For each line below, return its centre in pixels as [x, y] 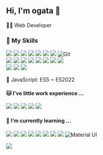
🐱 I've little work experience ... [45, 93]
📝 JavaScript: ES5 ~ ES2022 [41, 80]
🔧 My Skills [22, 40]
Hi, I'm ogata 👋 [33, 11]
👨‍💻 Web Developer [29, 25]
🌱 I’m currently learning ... [39, 120]
